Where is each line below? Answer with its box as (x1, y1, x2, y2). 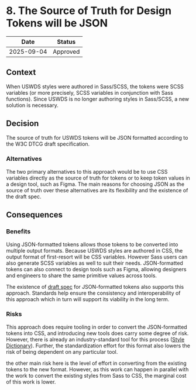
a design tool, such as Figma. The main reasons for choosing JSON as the (6, 180, 185, 188)
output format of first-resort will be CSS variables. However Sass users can (6, 253, 188, 260)
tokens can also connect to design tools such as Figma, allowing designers (6, 265, 187, 272)
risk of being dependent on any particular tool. (6, 348, 118, 355)
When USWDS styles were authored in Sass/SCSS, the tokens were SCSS (6, 83, 184, 90)
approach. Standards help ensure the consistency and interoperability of (6, 289, 181, 296)
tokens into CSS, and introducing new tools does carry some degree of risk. (6, 329, 189, 337)
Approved (52, 47, 80, 56)
